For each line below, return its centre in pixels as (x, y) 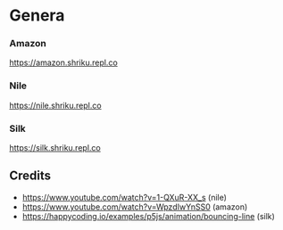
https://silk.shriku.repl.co (55, 148)
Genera (37, 16)
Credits (30, 176)
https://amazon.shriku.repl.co (63, 62)
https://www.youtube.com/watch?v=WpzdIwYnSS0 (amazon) (135, 207)
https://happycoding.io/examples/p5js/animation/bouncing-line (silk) (148, 216)
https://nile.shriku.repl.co (55, 105)
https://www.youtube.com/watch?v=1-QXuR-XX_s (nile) (125, 197)
